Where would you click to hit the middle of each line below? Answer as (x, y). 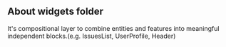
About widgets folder (56, 12)
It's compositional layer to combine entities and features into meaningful (113, 28)
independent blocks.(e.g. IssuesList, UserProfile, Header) (92, 36)
